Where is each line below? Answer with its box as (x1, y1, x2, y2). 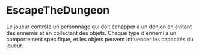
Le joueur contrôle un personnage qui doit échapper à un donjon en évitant (6, 23, 192, 30)
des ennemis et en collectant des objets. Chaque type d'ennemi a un (6, 29, 177, 36)
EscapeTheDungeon (6, 4, 110, 17)
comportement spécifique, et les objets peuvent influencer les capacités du (6, 35, 194, 43)
